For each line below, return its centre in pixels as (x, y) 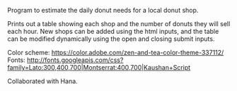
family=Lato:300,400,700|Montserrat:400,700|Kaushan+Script (99, 67)
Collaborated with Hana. (42, 81)
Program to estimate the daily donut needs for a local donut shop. (103, 10)
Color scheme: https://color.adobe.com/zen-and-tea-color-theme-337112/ (116, 53)
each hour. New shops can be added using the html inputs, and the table (113, 31)
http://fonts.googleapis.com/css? (75, 60)
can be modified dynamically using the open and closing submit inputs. (111, 39)
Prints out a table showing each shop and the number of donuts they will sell (119, 24)
